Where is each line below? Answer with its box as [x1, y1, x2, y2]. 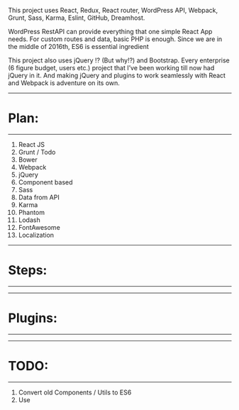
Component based [18, 177, 73, 187]
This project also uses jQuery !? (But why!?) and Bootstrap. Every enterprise [8, 56, 230, 65]
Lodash [18, 216, 41, 224]
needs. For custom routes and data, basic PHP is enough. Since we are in [8, 35, 223, 43]
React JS [18, 140, 45, 148]
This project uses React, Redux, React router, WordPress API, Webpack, [8, 6, 218, 14]
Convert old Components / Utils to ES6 [18, 388, 132, 397]
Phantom [18, 208, 45, 216]
